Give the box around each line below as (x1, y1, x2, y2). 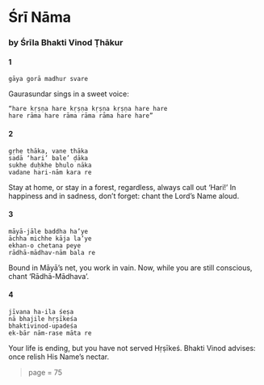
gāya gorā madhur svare (8, 75, 89, 83)
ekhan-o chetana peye (8, 241, 82, 250)
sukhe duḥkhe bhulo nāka (8, 161, 92, 169)
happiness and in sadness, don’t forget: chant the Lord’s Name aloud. (8, 191, 240, 201)
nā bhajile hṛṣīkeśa (8, 315, 78, 323)
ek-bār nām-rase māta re (8, 328, 92, 337)
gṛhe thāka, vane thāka (8, 146, 89, 155)
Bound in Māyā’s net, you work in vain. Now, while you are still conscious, (8, 263, 253, 273)
